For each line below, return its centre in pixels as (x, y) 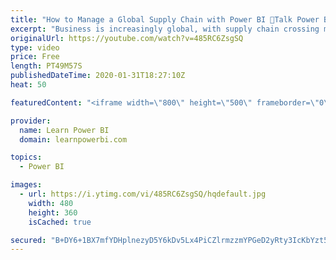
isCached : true (60, 222)
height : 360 (53, 212)
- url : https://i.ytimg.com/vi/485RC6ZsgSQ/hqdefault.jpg (143, 194)
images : (26, 185)
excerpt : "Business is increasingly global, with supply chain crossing (165, 29)
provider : (31, 121)
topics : (26, 157)
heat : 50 (28, 85)
